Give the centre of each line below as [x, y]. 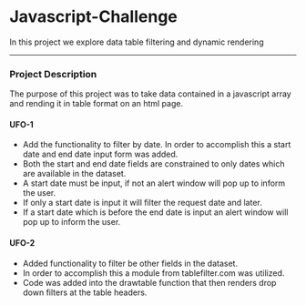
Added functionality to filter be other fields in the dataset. [130, 263]
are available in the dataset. [74, 174]
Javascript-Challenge [93, 17]
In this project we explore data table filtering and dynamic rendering [137, 42]
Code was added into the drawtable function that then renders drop [149, 282]
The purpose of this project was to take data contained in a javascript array [150, 94]
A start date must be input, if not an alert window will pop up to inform [154, 183]
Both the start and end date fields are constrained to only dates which [153, 164]
